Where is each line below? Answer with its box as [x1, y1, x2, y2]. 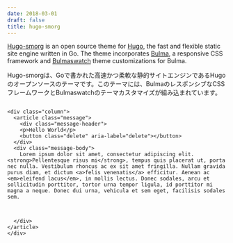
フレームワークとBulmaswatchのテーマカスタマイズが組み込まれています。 [7, 88, 221, 97]
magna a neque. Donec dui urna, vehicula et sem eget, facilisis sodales [7, 187, 226, 194]
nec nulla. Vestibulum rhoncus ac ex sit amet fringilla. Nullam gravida [7, 163, 226, 170]
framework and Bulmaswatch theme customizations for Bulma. [7, 57, 187, 65]
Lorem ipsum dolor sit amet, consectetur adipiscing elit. [19, 151, 195, 158]
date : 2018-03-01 [7, 10, 58, 17]
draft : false [7, 17, 45, 24]
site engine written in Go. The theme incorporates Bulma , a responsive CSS [7, 49, 223, 58]
